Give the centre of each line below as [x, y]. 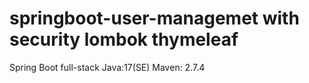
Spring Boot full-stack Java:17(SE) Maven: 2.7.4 [107, 67]
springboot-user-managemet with [154, 18]
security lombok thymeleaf [124, 39]
